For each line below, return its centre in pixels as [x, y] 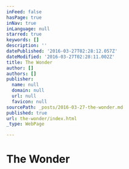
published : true [27, 113]
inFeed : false [24, 12]
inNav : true [21, 23]
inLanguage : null [28, 29]
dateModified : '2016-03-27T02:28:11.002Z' [61, 57]
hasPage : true [24, 18]
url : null [24, 96]
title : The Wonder [29, 62]
